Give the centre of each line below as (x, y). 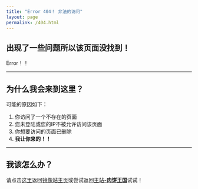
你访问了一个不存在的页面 (46, 117)
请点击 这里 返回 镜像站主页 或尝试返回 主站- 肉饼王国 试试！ (75, 180)
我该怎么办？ (29, 165)
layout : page (22, 17)
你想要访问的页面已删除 (43, 131)
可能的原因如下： (27, 104)
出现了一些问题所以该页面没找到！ (68, 48)
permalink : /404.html (33, 22)
